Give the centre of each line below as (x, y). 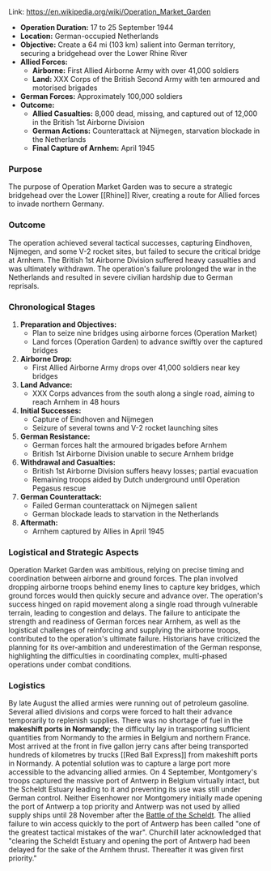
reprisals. (24, 285)
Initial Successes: (51, 410)
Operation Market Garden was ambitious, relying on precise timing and (126, 570)
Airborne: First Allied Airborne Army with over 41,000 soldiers (135, 71)
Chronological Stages (52, 307)
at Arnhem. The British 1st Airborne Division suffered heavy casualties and (132, 260)
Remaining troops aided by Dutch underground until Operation (136, 479)
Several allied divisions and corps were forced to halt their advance (121, 712)
